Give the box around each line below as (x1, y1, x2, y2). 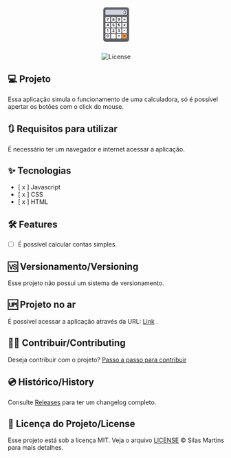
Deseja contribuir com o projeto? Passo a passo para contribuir (8, 355, 187, 364)
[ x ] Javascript (17, 183, 61, 191)
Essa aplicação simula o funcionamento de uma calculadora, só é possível (8, 95, 219, 103)
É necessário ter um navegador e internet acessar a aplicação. (8, 145, 185, 153)
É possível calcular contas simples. (17, 240, 118, 249)
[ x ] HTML (17, 198, 49, 206)
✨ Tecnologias (8, 165, 71, 176)
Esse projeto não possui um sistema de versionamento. (8, 279, 164, 287)
